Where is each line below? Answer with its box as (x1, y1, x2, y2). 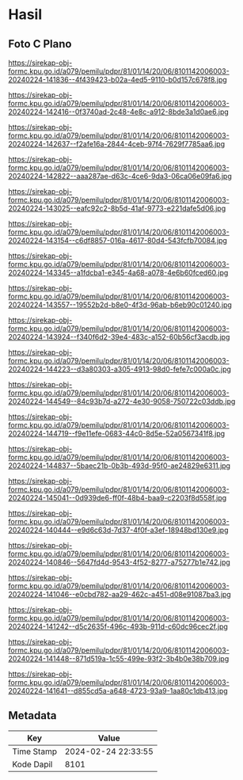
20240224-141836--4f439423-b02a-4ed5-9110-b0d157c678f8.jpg (8, 75, 227, 84)
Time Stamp (12, 746, 58, 757)
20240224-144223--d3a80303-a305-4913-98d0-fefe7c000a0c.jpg (8, 364, 232, 374)
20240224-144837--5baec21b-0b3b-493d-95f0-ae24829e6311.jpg (8, 461, 231, 470)
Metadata (8, 709, 57, 722)
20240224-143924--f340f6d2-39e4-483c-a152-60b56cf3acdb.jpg (8, 333, 230, 341)
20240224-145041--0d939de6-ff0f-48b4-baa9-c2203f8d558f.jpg (8, 493, 227, 502)
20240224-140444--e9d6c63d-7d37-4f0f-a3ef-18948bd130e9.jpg (8, 525, 229, 535)
